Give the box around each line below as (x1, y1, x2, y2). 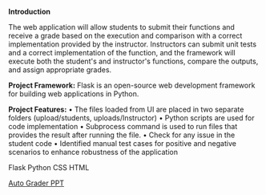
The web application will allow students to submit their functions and (8, 22, 235, 31)
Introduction (8, 7, 50, 16)
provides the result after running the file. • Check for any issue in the (8, 130, 236, 140)
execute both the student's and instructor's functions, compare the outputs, (8, 56, 259, 66)
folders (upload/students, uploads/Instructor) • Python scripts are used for (8, 113, 255, 123)
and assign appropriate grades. (8, 65, 112, 75)
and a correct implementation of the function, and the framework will (8, 48, 236, 57)
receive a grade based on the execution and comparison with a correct (8, 31, 243, 40)
